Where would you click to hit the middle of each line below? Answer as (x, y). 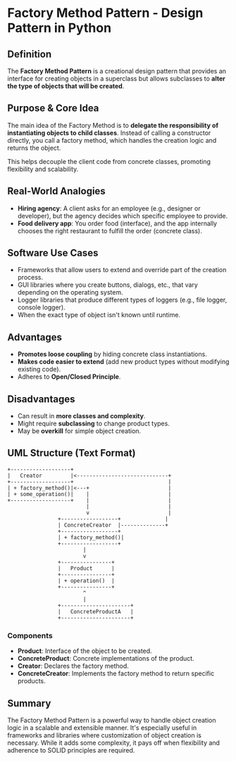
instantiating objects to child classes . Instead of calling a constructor (109, 133)
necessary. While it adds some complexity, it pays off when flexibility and (114, 743)
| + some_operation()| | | (89, 494)
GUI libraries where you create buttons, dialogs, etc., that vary (108, 285)
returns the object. (34, 148)
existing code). (39, 370)
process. (30, 278)
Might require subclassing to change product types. (94, 424)
